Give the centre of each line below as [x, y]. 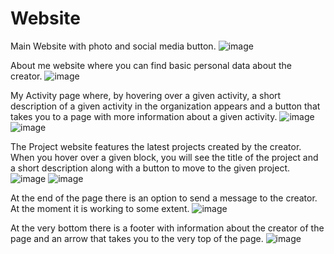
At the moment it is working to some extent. [100, 208]
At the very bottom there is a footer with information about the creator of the [167, 228]
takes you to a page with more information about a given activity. [144, 116]
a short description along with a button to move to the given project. [150, 168]
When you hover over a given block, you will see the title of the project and [164, 157]
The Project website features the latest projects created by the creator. [156, 146]
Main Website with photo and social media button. [113, 46]
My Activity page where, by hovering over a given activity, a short [146, 95]
